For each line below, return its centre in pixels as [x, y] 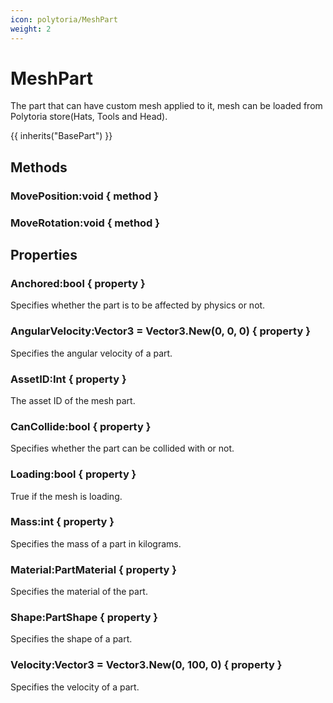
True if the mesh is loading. [66, 496]
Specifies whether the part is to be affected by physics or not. [138, 305]
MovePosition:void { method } [84, 196]
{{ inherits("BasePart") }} [61, 136]
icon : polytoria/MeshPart [64, 19]
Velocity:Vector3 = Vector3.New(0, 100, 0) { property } [146, 665]
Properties [44, 255]
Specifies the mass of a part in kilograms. [96, 543]
